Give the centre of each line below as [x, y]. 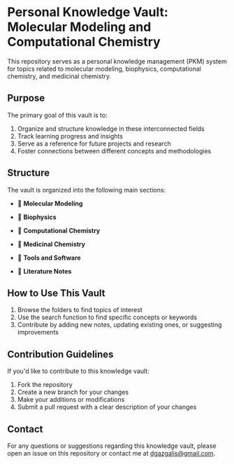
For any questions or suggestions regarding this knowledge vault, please [112, 446]
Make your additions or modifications [71, 400]
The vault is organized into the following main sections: [87, 190]
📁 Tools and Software [49, 258]
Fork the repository [45, 385]
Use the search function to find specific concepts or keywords [107, 317]
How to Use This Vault [56, 293]
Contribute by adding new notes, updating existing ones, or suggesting [119, 325]
